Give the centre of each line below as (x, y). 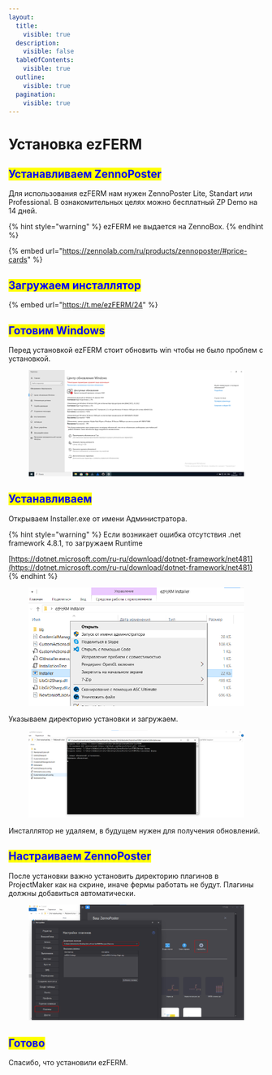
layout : (22, 17)
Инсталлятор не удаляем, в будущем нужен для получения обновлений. (134, 830)
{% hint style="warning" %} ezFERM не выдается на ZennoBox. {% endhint (136, 227)
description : (38, 43)
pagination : (36, 94)
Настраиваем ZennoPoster (80, 857)
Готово (27, 1043)
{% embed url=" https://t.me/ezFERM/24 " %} (83, 305)
